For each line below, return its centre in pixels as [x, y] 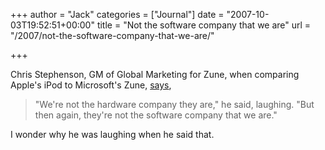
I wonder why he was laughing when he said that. [112, 134]
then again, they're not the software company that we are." [156, 115]
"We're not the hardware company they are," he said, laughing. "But [174, 104]
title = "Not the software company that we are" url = [204, 25]
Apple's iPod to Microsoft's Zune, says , [91, 85]
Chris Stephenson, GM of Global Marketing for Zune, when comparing [155, 74]
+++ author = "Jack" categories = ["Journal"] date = [117, 14]
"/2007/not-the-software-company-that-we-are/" [112, 35]
